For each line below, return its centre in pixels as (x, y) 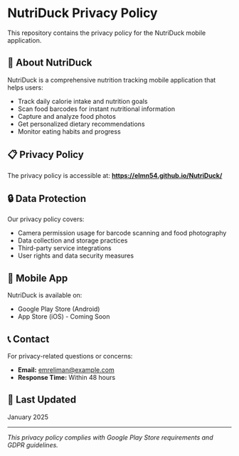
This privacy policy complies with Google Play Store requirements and (110, 437)
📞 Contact (28, 339)
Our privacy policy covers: (46, 219)
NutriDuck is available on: (45, 295)
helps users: (26, 88)
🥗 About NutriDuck (50, 63)
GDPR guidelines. (33, 445)
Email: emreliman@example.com (66, 370)
